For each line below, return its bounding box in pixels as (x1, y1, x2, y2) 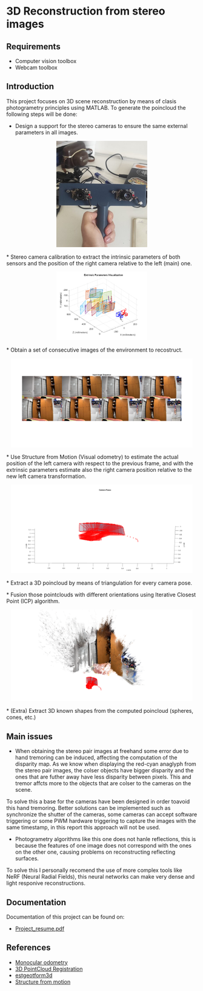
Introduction (6, 81, 55, 92)
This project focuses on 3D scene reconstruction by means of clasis (6, 97, 177, 104)
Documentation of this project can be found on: (6, 913, 125, 921)
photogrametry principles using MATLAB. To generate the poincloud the (6, 104, 186, 111)
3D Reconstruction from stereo (6, 4, 165, 18)
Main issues (6, 731, 53, 741)
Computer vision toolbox (15, 58, 77, 64)
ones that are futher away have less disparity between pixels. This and (15, 773, 192, 781)
